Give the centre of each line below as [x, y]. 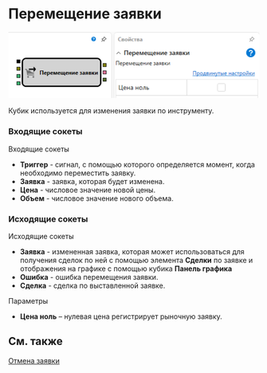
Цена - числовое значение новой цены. [88, 190]
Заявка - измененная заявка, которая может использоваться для [132, 251]
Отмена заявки [34, 360]
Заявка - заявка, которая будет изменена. [92, 181]
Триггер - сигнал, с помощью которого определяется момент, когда [137, 164]
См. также [36, 342]
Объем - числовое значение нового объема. [96, 198]
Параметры [28, 300]
